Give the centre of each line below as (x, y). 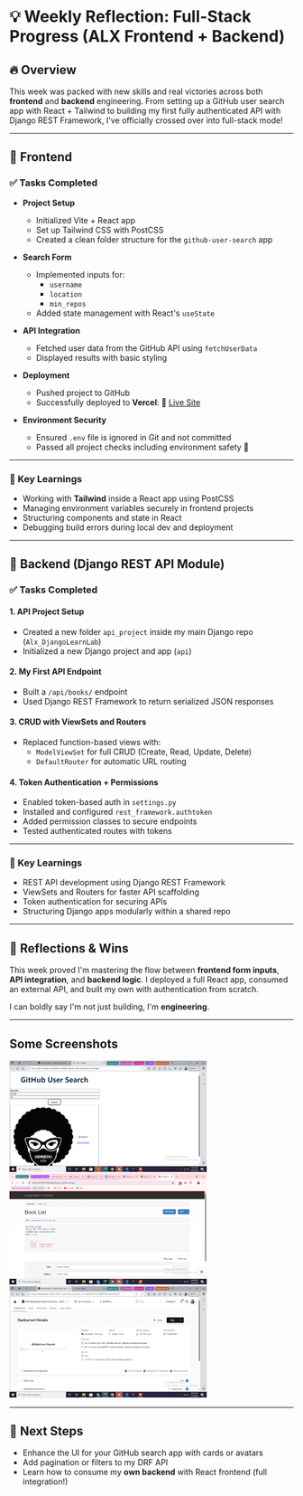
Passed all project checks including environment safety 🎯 (142, 447)
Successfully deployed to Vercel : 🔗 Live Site (118, 402)
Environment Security (64, 420)
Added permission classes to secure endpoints (110, 821)
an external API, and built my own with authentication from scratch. (134, 989)
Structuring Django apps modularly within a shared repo (127, 912)
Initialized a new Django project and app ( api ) (107, 651)
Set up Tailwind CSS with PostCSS (100, 230)
